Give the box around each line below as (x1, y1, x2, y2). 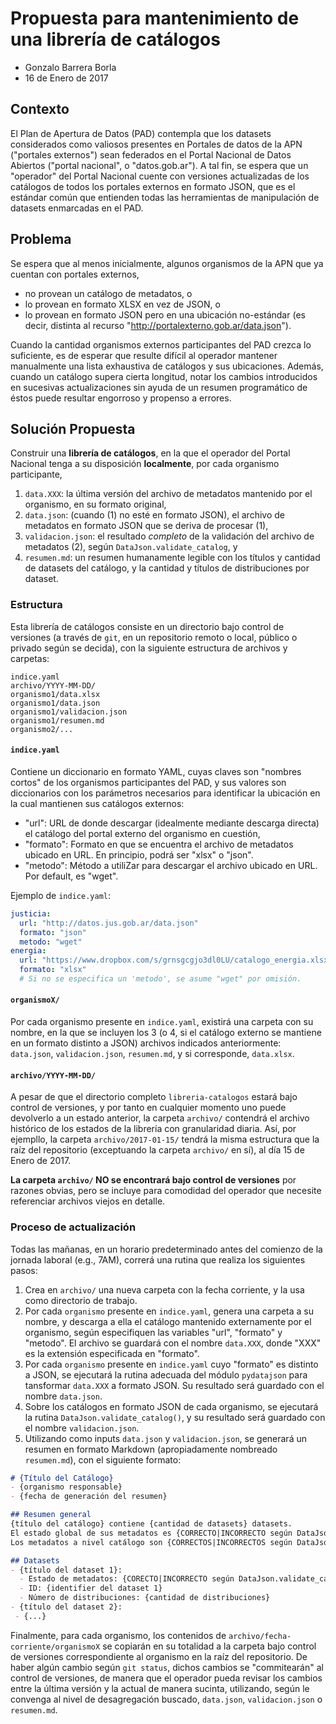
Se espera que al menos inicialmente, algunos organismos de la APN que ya (10, 257, 324, 269)
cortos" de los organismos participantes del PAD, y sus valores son (10, 776, 287, 788)
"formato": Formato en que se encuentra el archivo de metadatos (24, 838, 294, 850)
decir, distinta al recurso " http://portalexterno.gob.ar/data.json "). (24, 319, 292, 331)
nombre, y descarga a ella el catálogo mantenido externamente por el (24, 1315, 312, 1327)
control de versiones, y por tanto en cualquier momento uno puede (10, 1102, 287, 1114)
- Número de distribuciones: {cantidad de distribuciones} (19, 1593, 271, 1603)
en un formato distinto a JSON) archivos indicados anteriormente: (10, 1037, 282, 1049)
